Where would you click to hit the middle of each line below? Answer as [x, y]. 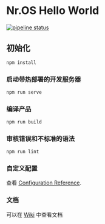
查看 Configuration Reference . [44, 183]
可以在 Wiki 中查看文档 [35, 214]
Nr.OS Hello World [53, 11]
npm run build [24, 122]
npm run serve [24, 92]
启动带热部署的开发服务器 [44, 79]
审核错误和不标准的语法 [40, 139]
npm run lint [23, 152]
